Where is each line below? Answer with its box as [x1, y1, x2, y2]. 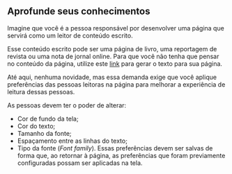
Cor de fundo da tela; [17, 114, 79, 123]
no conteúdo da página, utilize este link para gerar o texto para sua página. [7, 59, 223, 68]
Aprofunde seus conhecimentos [7, 6, 150, 17]
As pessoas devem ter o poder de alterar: [7, 101, 127, 110]
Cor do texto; [17, 121, 56, 130]
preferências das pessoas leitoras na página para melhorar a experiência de [7, 80, 226, 89]
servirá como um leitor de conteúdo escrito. [7, 31, 134, 40]
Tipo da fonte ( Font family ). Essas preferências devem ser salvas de [17, 143, 213, 152]
